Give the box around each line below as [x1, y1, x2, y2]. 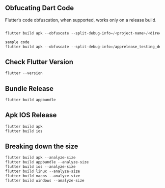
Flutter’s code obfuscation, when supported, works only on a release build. [5, 17, 157, 23]
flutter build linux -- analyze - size [5, 169, 80, 174]
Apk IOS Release [5, 111, 57, 119]
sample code [5, 39, 29, 45]
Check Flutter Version [5, 57, 74, 66]
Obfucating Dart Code [5, 4, 74, 12]
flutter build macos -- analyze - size [5, 173, 80, 178]
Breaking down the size [5, 142, 79, 150]
